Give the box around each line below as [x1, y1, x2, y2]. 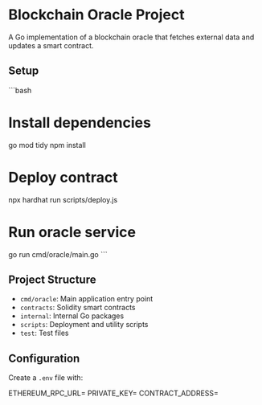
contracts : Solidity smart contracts [19, 303, 136, 313]
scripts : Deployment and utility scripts [19, 320, 149, 329]
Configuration [8, 351, 80, 365]
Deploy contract [8, 168, 118, 186]
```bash [8, 85, 32, 95]
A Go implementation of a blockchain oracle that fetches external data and [8, 32, 255, 42]
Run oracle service [8, 223, 137, 241]
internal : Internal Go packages [19, 311, 125, 321]
